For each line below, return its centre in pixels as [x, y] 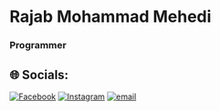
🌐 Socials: [39, 75]
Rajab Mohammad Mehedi [110, 17]
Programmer [38, 45]
